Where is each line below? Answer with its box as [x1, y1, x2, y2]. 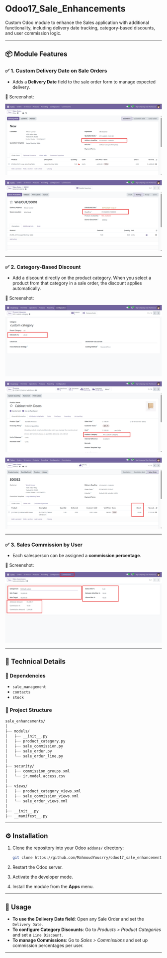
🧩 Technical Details [5, 657, 66, 665]
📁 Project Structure [5, 707, 52, 714]
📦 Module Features [5, 50, 68, 58]
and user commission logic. [5, 30, 62, 36]
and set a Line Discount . [12, 932, 63, 938]
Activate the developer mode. [12, 874, 73, 880]
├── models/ [5, 728, 30, 734]
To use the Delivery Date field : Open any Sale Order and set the [12, 916, 144, 922]
